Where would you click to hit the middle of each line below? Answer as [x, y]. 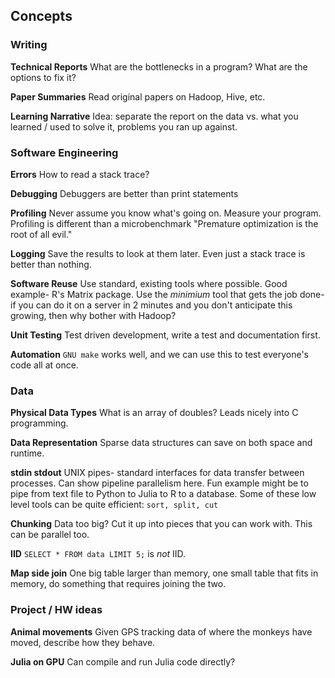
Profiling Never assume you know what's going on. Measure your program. [166, 213]
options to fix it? [43, 77]
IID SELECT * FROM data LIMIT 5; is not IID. [98, 554]
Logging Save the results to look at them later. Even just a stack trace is [158, 253]
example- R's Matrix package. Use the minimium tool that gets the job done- [167, 294]
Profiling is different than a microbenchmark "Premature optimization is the [164, 223]
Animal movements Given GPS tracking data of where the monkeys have [161, 631]
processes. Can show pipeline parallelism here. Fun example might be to [159, 483]
